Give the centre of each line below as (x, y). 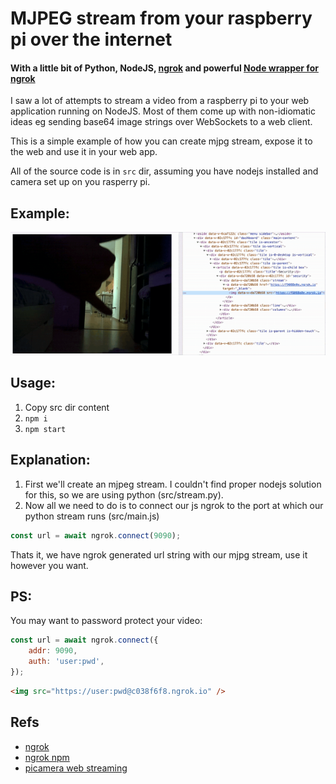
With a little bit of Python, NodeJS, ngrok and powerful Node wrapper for (164, 68)
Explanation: (50, 460)
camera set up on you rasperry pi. (80, 182)
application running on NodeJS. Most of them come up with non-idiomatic (163, 111)
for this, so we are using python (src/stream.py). (124, 494)
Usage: (33, 383)
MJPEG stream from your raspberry (161, 18)
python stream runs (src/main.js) (92, 516)
